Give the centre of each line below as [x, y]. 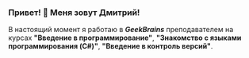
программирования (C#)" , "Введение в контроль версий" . [111, 46]
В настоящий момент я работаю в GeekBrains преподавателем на [121, 30]
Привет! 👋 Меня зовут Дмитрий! [74, 13]
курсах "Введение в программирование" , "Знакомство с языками [125, 38]
